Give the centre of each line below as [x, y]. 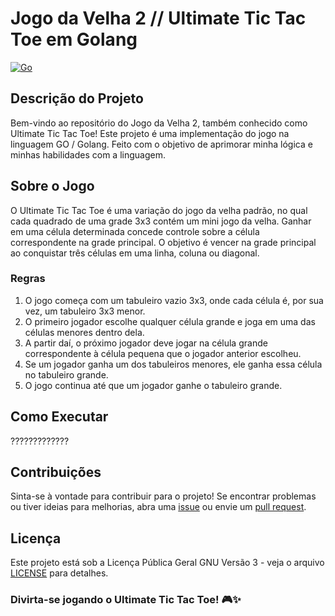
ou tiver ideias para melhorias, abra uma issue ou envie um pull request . [158, 507]
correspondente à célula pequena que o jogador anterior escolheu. [163, 353]
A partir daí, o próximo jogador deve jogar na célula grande [146, 343]
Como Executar [59, 417]
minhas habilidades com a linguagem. [88, 154]
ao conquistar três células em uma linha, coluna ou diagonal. [135, 253]
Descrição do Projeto [77, 98]
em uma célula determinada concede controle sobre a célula [135, 231]
